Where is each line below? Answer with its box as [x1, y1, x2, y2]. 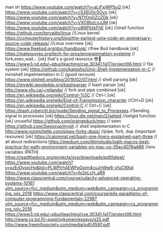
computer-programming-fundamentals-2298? [5, 196, 97, 201]
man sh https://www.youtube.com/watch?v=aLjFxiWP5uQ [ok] [5, 4, 130, 10]
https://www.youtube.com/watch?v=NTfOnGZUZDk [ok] [5, 15, 118, 20]
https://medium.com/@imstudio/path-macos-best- [48, 139, 150, 144]
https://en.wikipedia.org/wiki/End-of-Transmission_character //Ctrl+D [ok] [5, 97, 154, 103]
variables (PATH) [5, 149, 39, 155]
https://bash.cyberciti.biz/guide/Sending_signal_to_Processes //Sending [5, 108, 150, 114]
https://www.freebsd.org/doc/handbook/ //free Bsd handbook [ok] [5, 46, 139, 51]
